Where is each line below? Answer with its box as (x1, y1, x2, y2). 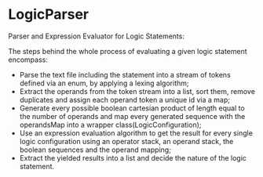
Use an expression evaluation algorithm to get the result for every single (19, 128, 254, 138)
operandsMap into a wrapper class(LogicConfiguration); (19, 120, 202, 129)
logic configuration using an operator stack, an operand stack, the (19, 136, 234, 146)
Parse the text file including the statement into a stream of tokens (19, 70, 232, 79)
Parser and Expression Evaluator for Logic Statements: (8, 31, 184, 41)
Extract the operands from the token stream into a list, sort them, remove (19, 86, 255, 96)
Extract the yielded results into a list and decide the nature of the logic (19, 153, 247, 162)
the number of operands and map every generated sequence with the (19, 111, 246, 121)
